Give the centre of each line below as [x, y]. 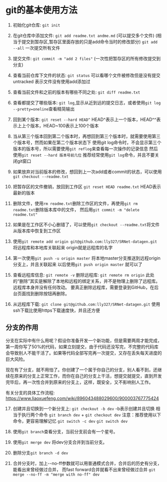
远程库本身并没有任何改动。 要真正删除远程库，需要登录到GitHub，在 [83, 287]
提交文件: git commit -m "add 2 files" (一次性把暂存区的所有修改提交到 [87, 58]
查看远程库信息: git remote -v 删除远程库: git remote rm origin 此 [81, 275]
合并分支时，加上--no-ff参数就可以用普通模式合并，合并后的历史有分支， [87, 463]
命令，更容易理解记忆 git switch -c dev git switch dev [70, 421]
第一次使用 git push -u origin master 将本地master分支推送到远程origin [86, 258]
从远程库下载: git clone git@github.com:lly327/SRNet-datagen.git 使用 [86, 304]
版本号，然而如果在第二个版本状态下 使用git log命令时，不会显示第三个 [89, 142]
